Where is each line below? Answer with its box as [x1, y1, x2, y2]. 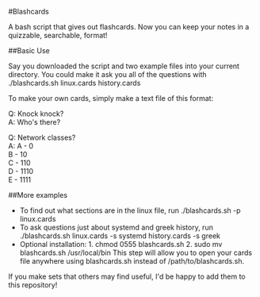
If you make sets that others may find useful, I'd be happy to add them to [8, 272, 246, 281]
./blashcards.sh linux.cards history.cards [8, 79, 141, 87]
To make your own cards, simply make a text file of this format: [8, 94, 214, 102]
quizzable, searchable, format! [8, 31, 108, 40]
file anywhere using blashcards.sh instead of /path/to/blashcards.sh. [19, 256, 244, 265]
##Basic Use [8, 46, 50, 55]
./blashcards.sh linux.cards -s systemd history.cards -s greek [19, 231, 220, 241]
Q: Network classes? [8, 133, 76, 142]
